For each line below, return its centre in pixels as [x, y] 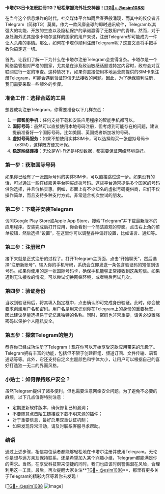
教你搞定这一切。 [22, 49]
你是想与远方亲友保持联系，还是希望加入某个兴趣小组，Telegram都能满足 [79, 458]
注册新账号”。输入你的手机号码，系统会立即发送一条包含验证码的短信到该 [85, 265]
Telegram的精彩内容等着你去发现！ [44, 476]
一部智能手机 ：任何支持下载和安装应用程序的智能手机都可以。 [75, 120]
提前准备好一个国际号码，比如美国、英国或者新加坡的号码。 [72, 132]
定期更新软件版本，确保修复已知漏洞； [51, 408]
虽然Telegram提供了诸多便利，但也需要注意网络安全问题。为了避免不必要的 [81, 391]
